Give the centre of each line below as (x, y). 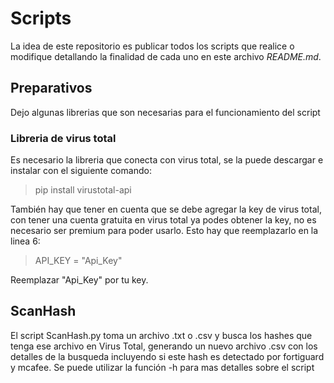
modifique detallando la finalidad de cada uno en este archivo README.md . (166, 56)
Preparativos (51, 88)
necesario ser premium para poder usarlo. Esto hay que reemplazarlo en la (164, 231)
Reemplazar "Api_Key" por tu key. (79, 280)
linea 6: (25, 241)
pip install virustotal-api (83, 190)
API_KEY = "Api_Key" (78, 261)
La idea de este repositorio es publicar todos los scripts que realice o (152, 46)
